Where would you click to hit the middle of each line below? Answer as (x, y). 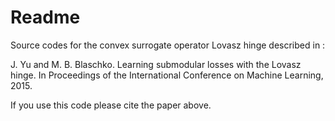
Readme (45, 17)
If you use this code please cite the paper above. (111, 105)
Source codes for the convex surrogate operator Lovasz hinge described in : (168, 45)
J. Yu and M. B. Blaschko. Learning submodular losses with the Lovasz (156, 64)
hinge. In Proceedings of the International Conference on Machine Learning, (167, 75)
